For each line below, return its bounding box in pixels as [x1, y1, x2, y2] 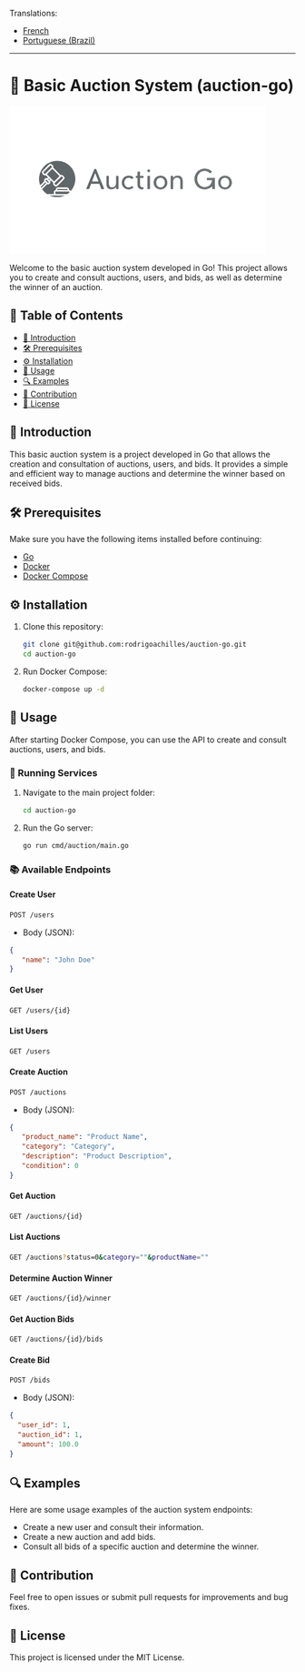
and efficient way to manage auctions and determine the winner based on [9, 468, 286, 478]
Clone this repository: [22, 621, 103, 632]
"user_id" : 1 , [17, 1421, 71, 1430]
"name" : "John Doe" [21, 955, 95, 964]
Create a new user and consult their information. [22, 1522, 204, 1533]
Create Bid [9, 1355, 50, 1365]
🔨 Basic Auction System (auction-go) [9, 76, 295, 96]
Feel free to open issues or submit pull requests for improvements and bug [9, 1592, 289, 1603]
